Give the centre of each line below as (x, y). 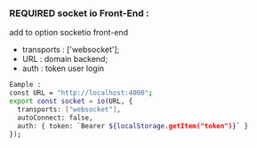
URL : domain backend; (65, 59)
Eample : (25, 85)
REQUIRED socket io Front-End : (79, 13)
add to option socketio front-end (69, 33)
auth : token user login (63, 68)
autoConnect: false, (55, 118)
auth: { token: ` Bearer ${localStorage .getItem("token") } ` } (133, 126)
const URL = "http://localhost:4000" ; (81, 93)
